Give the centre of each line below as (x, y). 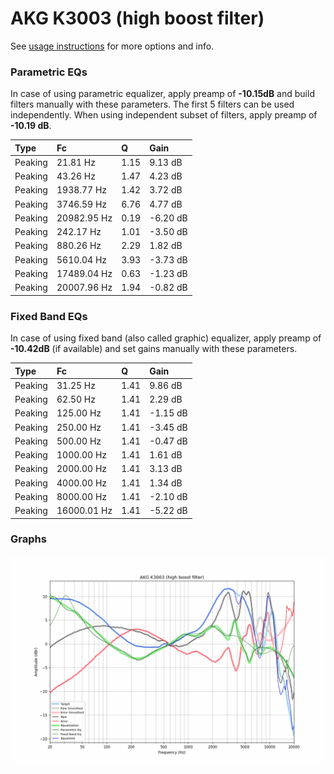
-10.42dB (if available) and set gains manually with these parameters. (154, 349)
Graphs (28, 539)
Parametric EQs (49, 72)
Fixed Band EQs (49, 316)
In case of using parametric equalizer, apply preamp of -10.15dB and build (162, 94)
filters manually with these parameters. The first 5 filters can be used (152, 104)
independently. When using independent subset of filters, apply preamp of (164, 115)
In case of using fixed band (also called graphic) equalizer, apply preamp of (166, 338)
